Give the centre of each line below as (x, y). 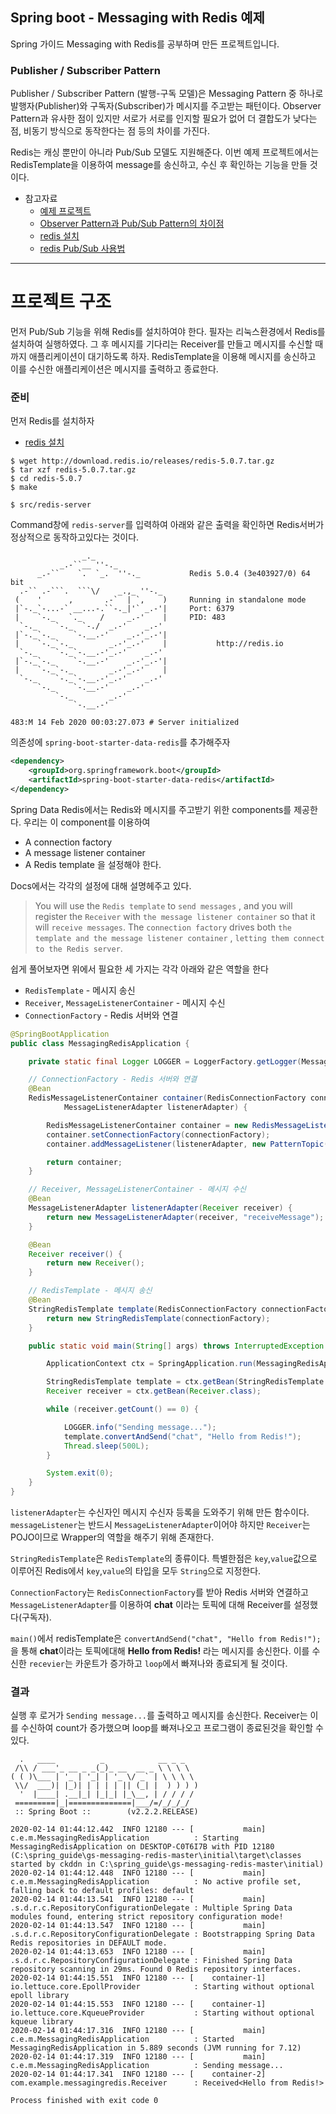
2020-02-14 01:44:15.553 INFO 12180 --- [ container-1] (138, 2004)
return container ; (84, 1162)
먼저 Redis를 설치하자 (52, 421)
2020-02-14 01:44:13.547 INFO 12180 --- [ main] (138, 1926)
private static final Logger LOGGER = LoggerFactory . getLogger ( (165, 1061)
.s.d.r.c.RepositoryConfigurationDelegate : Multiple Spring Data (151, 1908)
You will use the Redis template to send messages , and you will (163, 905)
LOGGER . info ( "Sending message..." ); (140, 1427)
